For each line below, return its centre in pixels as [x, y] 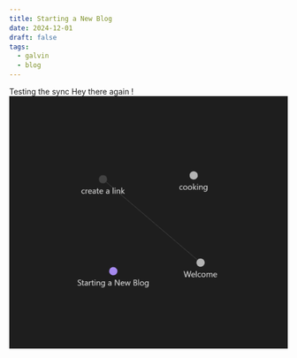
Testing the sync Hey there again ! [72, 91]
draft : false [33, 37]
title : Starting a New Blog [61, 19]
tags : [19, 47]
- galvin [33, 56]
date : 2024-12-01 [41, 28]
